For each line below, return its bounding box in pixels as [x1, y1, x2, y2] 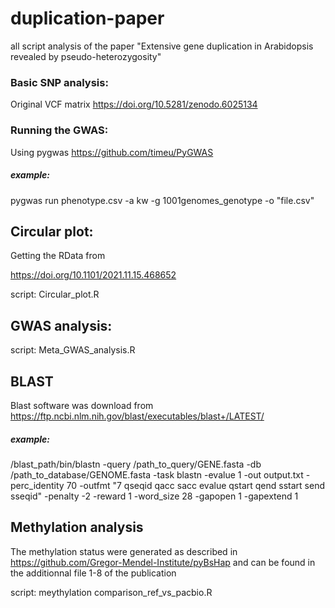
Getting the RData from [10, 250, 106, 262]
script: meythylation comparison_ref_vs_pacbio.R [10, 586, 213, 598]
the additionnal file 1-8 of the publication [10, 567, 177, 579]
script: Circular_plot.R [10, 288, 100, 301]
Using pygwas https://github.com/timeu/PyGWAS [10, 146, 214, 158]
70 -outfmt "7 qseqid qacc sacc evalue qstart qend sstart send [66, 479, 325, 491]
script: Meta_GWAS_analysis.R [10, 344, 136, 356]
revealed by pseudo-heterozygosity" [10, 50, 162, 62]
